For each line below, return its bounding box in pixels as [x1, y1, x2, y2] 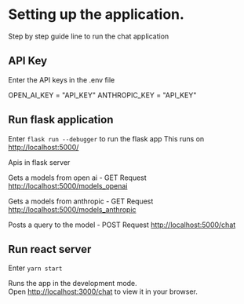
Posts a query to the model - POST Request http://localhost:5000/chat [8, 220, 236, 229]
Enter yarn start [8, 263, 63, 273]
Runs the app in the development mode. [8, 279, 137, 288]
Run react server [8, 242, 92, 256]
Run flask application [8, 113, 114, 126]
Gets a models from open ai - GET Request [8, 173, 147, 182]
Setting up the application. [8, 5, 184, 24]
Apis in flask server [8, 157, 71, 167]
